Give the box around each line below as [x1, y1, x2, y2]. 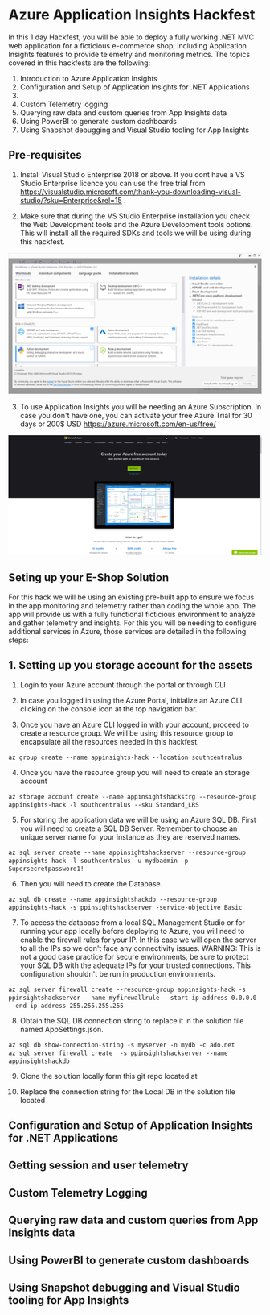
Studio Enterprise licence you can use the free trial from [19, 178, 206, 188]
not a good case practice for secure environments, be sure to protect [19, 952, 249, 961]
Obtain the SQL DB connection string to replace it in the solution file [19, 1015, 244, 1025]
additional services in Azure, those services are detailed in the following [8, 626, 247, 636]
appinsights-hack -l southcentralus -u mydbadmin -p [8, 857, 189, 865]
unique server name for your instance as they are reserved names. [19, 832, 241, 841]
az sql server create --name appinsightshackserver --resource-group [8, 848, 247, 857]
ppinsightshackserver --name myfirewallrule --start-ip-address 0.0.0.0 [8, 994, 257, 1002]
